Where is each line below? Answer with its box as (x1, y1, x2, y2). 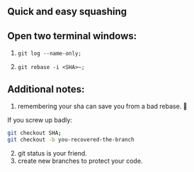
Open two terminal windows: (7, 30, 137, 42)
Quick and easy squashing (7, 6, 127, 18)
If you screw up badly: (7, 116, 73, 124)
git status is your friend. (17, 149, 87, 157)
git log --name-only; (17, 50, 81, 58)
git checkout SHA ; (7, 129, 62, 137)
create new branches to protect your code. (17, 156, 143, 165)
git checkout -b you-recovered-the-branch (7, 136, 135, 143)
